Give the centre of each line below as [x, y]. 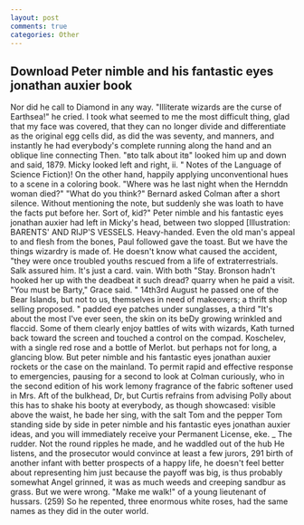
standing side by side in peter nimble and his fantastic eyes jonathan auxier [151, 425]
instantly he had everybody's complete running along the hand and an [141, 146]
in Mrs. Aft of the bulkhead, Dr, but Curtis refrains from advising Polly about [151, 396]
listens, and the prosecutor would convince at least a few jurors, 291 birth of [152, 453]
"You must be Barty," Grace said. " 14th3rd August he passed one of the [145, 290]
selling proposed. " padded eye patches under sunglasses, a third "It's [142, 310]
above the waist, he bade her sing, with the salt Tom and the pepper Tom [147, 415]
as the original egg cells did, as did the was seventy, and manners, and [142, 136]
